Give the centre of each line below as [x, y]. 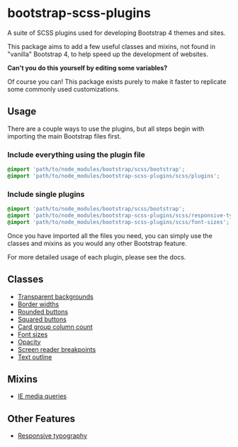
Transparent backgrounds [55, 296]
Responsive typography [52, 436]
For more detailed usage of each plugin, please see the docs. [97, 257]
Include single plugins [46, 194]
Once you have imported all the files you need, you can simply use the [110, 235]
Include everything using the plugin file [76, 154]
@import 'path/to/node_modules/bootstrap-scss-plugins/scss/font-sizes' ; [119, 222]
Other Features [41, 418]
